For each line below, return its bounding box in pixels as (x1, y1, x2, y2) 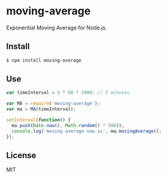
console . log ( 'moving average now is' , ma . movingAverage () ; (11, 128, 162, 134)
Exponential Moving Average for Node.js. (6, 24, 107, 31)
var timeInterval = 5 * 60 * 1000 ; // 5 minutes (6, 90, 130, 96)
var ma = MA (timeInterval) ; (6, 106, 77, 112)
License (6, 150, 37, 160)
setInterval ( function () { (6, 117, 71, 123)
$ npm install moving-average (6, 57, 82, 64)
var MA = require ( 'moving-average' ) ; (6, 101, 101, 107)
